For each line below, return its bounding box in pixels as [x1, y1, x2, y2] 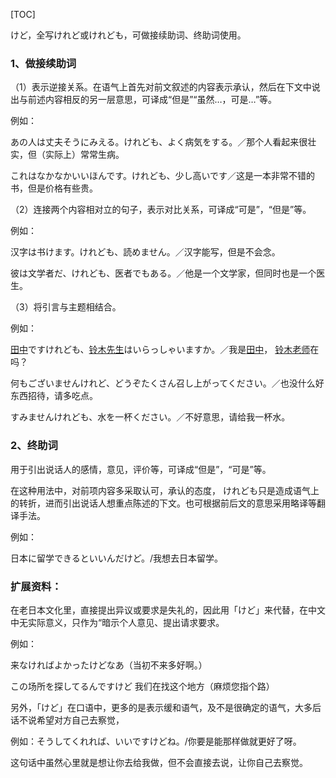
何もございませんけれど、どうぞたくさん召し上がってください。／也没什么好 [10, 377, 325, 389]
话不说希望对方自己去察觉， [10, 714, 125, 726]
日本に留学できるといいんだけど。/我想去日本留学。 [10, 552, 224, 564]
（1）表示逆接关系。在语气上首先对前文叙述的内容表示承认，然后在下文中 [10, 81, 312, 93]
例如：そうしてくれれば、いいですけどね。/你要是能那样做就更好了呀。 [10, 735, 302, 747]
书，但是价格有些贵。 [10, 182, 98, 194]
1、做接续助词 [10, 56, 77, 70]
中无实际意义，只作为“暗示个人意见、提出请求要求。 [10, 616, 225, 628]
